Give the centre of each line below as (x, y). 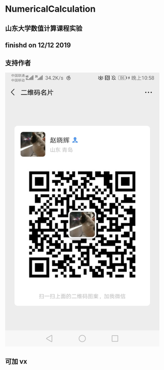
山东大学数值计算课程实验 (44, 28)
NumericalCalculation (50, 9)
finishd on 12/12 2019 (38, 45)
